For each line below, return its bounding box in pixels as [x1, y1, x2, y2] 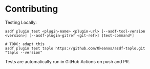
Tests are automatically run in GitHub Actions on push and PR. [5, 58, 130, 64]
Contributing [5, 3, 58, 15]
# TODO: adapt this [5, 41, 45, 47]
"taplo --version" [5, 50, 43, 55]
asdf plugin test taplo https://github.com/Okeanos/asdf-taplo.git [5, 46, 146, 51]
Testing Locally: [5, 19, 37, 25]
